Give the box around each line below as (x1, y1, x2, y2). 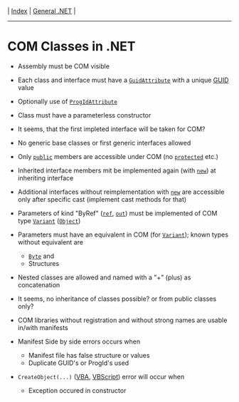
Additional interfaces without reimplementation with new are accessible (17, 187, 225, 196)
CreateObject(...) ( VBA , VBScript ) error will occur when (17, 372, 185, 381)
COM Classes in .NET (7, 38, 136, 55)
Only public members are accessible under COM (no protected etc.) (17, 152, 219, 160)
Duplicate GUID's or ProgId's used (28, 359, 129, 367)
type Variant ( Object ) (17, 216, 81, 225)
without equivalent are (17, 237, 84, 246)
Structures (28, 259, 60, 267)
